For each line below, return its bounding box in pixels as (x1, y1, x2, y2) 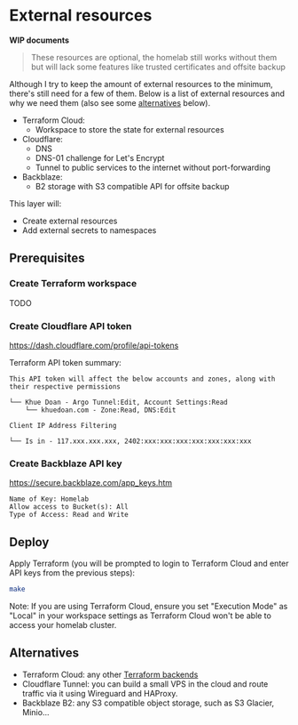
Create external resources (21, 215, 118, 226)
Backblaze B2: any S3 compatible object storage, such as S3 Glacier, (21, 697, 275, 708)
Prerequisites (9, 251, 85, 266)
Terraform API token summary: (9, 357, 122, 367)
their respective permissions (9, 382, 122, 391)
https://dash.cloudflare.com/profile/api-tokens (9, 340, 179, 350)
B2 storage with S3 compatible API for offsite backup (35, 181, 230, 191)
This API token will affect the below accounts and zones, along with (9, 375, 276, 383)
